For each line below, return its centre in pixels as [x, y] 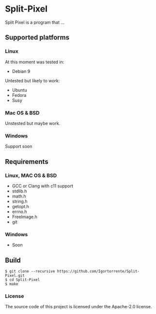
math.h [19, 196]
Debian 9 [21, 71]
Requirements [27, 161]
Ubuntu [20, 90]
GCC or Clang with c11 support [43, 186]
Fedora [19, 95]
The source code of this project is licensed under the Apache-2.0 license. [78, 307]
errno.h [19, 211]
